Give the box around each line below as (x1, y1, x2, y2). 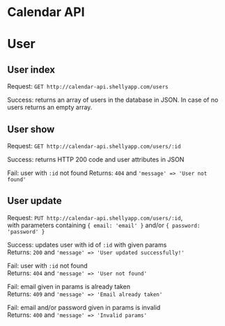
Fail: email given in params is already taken (7, 282, 131, 290)
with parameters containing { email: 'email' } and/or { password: (7, 221, 201, 229)
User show (7, 123, 55, 135)
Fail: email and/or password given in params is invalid (7, 303, 161, 311)
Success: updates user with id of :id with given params (7, 240, 167, 249)
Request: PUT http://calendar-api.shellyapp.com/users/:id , (7, 213, 183, 222)
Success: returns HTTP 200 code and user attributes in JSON (7, 155, 185, 164)
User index (7, 63, 56, 75)
